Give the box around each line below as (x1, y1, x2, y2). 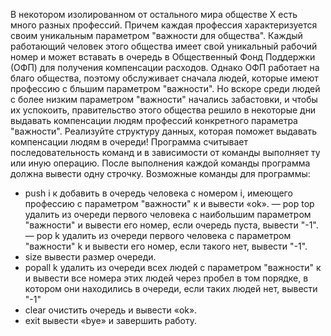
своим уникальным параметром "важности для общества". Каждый (10, 30, 303, 41)
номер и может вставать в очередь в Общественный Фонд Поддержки (10, 51, 316, 63)
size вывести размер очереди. (24, 251, 157, 263)
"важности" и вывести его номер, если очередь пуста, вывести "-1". (24, 219, 319, 231)
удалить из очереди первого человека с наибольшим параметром (24, 209, 312, 220)
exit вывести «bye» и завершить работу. (24, 315, 197, 326)
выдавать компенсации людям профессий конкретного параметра (10, 115, 298, 126)
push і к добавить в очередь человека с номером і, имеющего (24, 187, 293, 199)
